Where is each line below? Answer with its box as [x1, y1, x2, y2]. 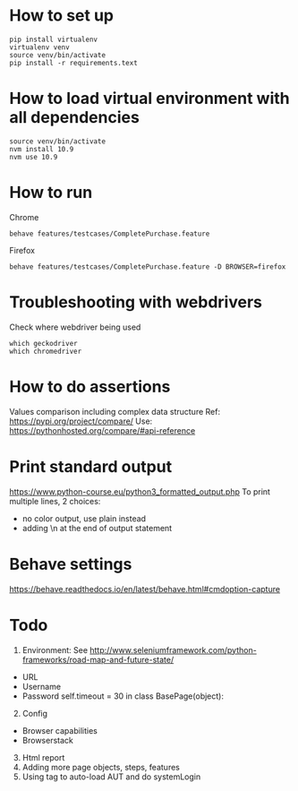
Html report [21, 752, 65, 762]
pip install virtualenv [9, 35, 98, 44]
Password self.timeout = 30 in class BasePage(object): [21, 691, 224, 701]
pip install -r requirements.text [9, 58, 139, 67]
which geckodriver [9, 339, 78, 348]
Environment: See [21, 644, 88, 655]
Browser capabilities [21, 725, 98, 735]
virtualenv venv [9, 42, 70, 52]
